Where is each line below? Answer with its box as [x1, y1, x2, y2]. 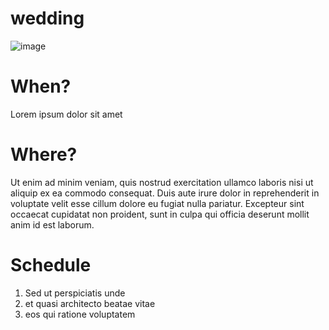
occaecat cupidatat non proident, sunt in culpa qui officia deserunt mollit [10, 208, 310, 220]
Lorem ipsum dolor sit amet [10, 108, 123, 120]
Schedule [10, 254, 92, 276]
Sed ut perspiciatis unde [24, 287, 126, 299]
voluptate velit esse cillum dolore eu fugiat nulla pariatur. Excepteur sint [10, 197, 305, 209]
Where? [10, 143, 78, 166]
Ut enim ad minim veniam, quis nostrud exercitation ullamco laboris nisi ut [10, 176, 314, 188]
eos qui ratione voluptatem [24, 308, 136, 320]
